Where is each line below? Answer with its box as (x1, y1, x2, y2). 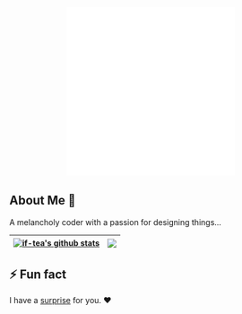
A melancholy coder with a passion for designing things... (9, 216, 222, 227)
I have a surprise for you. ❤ (9, 295, 112, 306)
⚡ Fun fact (9, 266, 67, 282)
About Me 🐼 (9, 193, 76, 208)
